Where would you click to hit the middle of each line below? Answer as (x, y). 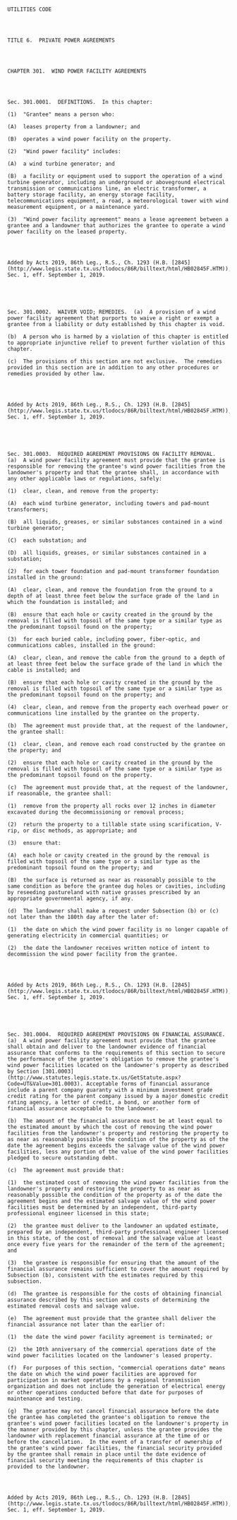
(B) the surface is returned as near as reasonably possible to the (112, 880)
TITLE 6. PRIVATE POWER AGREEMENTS (61, 40)
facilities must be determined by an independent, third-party (102, 1207)
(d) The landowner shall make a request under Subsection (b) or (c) (113, 911)
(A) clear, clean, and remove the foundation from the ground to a (110, 590)
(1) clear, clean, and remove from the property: (83, 491)
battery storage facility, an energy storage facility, (91, 195)
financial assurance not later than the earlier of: (86, 1325)
